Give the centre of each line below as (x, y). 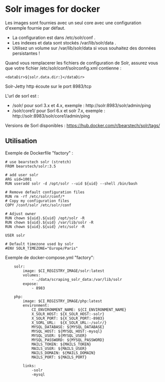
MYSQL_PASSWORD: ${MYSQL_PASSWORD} (68, 340)
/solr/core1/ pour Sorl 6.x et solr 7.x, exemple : (59, 111)
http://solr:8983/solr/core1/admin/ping (51, 116)
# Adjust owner (21, 214)
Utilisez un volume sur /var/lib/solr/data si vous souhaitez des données (84, 48)
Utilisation (21, 141)
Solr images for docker (52, 9)
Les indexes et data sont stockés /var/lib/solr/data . (64, 42)
